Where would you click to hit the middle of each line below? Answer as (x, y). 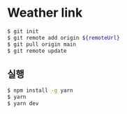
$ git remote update (37, 51)
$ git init (23, 31)
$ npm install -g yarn (40, 91)
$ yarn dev (23, 104)
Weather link (45, 13)
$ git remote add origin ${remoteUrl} (63, 38)
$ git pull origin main (42, 44)
